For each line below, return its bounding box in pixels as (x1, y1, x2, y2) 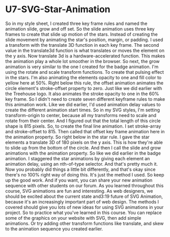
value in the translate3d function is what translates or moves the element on (5, 47, 164, 53)
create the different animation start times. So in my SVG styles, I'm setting (5, 107, 160, 113)
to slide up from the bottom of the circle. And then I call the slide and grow (5, 144, 161, 151)
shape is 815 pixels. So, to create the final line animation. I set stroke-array (5, 123, 161, 129)
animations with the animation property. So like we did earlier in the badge (5, 150, 161, 156)
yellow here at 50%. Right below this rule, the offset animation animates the (5, 80, 164, 86)
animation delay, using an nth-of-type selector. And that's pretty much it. (5, 161, 158, 167)
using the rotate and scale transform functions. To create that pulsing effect (5, 69, 164, 75)
